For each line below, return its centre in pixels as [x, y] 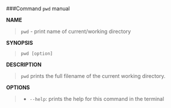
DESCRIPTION [24, 65]
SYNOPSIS [20, 43]
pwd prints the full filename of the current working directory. [93, 76]
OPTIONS [18, 87]
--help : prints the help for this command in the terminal [97, 99]
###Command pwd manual [38, 9]
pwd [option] [37, 54]
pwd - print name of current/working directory [76, 31]
